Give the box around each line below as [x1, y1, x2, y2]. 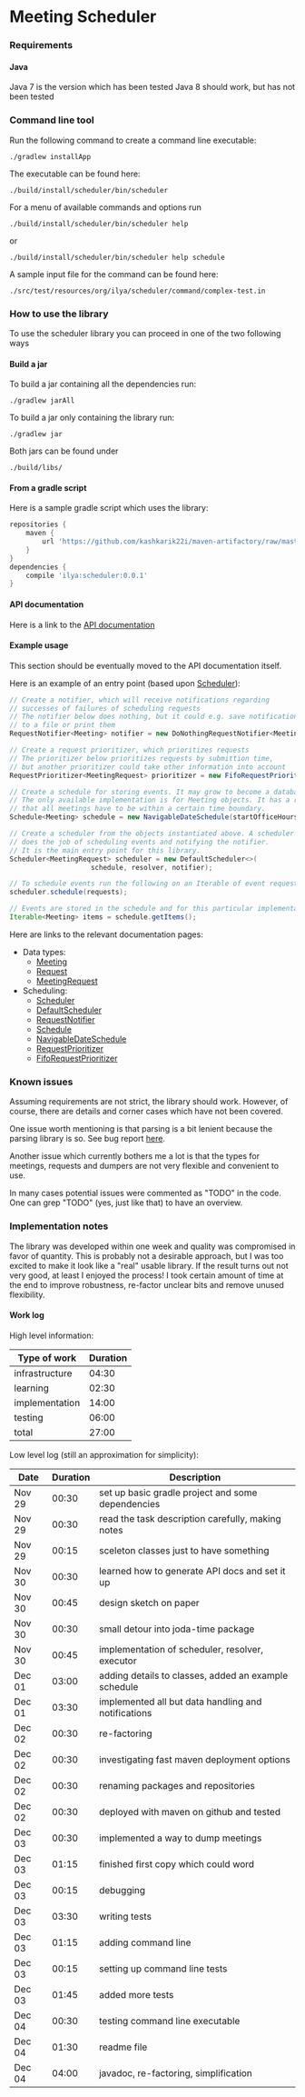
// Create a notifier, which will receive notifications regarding [9, 695, 271, 704]
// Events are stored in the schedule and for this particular [9, 904, 254, 914]
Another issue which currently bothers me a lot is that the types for [9, 1151, 261, 1162]
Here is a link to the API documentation [9, 619, 156, 630]
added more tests [98, 1988, 174, 2001]
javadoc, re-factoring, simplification [98, 2066, 252, 2079]
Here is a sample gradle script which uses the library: [9, 503, 209, 514]
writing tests [98, 1910, 152, 1922]
